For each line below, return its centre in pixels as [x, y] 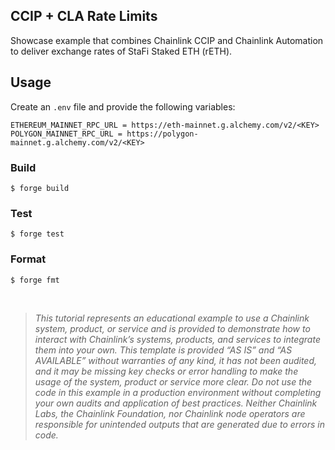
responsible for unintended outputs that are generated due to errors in [180, 424]
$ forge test [37, 234]
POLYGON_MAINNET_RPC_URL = [66, 134]
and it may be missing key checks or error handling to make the [166, 371]
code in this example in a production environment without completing [178, 392]
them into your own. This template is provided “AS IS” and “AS [163, 350]
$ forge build [40, 188]
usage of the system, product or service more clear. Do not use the [173, 381]
